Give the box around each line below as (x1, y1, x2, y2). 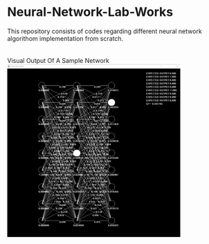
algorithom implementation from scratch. (7, 34, 124, 42)
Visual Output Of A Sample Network (7, 56, 109, 64)
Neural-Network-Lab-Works (7, 4, 174, 20)
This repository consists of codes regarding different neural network (7, 27, 202, 35)
